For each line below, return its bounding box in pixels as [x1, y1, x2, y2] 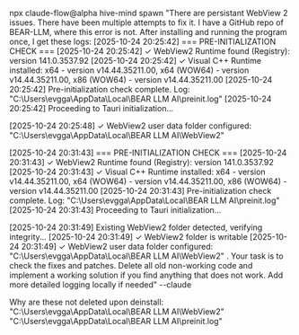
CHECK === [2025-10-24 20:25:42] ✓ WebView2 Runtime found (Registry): [9, 46, 290, 57]
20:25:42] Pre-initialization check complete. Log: [9, 84, 190, 94]
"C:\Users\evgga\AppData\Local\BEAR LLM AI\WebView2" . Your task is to [9, 251, 285, 261]
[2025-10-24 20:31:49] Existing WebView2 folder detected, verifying [9, 222, 263, 233]
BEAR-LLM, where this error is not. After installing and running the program [9, 27, 287, 37]
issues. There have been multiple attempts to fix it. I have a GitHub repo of [9, 17, 285, 28]
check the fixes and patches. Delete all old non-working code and [9, 260, 253, 270]
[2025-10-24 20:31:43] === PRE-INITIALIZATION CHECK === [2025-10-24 [9, 147, 287, 158]
